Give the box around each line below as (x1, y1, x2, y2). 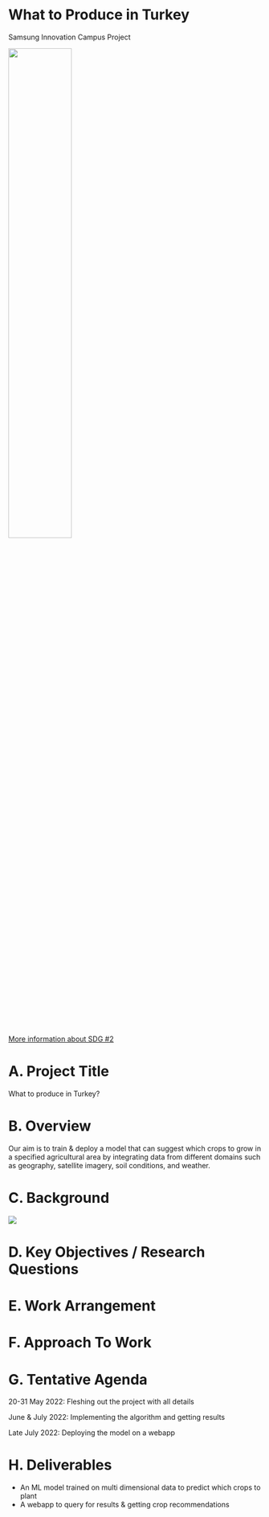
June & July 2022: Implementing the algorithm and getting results (8, 1413, 226, 1422)
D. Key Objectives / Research (8, 1243, 206, 1261)
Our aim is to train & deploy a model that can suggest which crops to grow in (8, 1143, 262, 1153)
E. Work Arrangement (8, 1297, 157, 1315)
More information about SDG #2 (8, 1034, 114, 1044)
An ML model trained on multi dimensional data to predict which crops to (19, 1482, 261, 1492)
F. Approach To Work (8, 1334, 152, 1351)
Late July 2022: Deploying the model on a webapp (8, 1428, 175, 1437)
